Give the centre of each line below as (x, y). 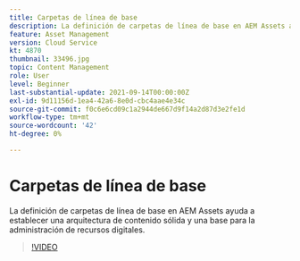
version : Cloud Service (54, 42)
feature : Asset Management (59, 34)
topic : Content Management (59, 68)
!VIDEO (44, 247)
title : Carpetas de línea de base (74, 17)
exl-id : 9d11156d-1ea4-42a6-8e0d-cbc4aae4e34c (97, 101)
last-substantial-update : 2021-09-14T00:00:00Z (100, 92)
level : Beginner (39, 84)
